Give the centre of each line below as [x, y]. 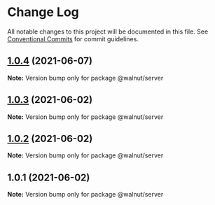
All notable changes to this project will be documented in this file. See [108, 31]
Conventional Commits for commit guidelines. [73, 38]
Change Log [43, 12]
